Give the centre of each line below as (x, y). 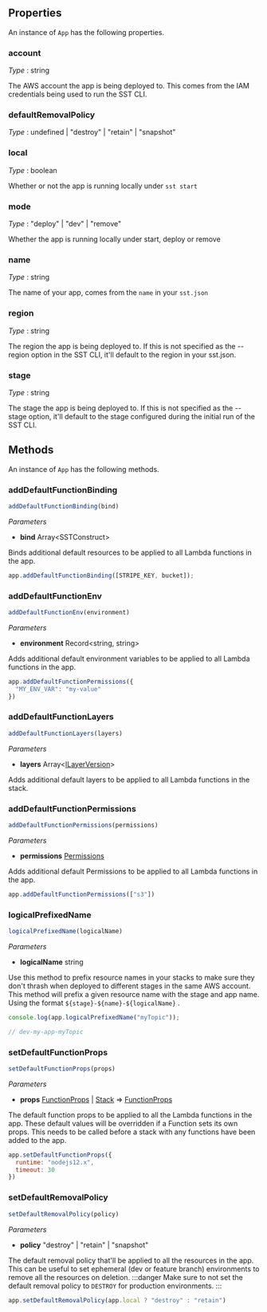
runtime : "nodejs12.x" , (55, 1162)
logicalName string (51, 962)
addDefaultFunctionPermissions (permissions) (83, 825)
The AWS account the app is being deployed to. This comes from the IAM (129, 86)
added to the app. (37, 1140)
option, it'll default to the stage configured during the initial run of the (142, 416)
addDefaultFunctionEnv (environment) (69, 613)
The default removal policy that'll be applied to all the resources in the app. (131, 1260)
